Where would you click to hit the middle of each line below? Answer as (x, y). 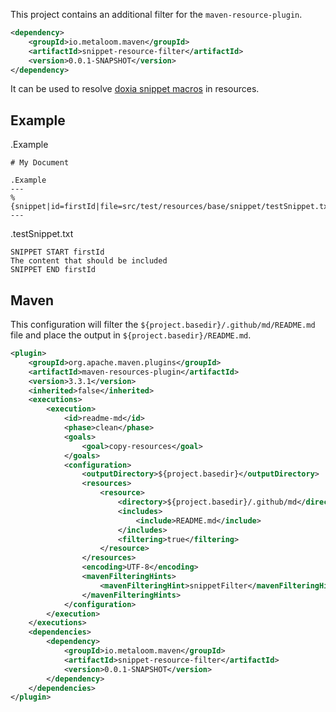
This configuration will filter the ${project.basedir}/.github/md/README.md (163, 324)
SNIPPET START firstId (57, 252)
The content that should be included (89, 261)
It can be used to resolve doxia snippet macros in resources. (135, 89)
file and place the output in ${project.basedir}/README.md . (131, 335)
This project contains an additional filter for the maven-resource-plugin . (156, 14)
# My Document (40, 163)
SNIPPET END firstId (53, 270)
